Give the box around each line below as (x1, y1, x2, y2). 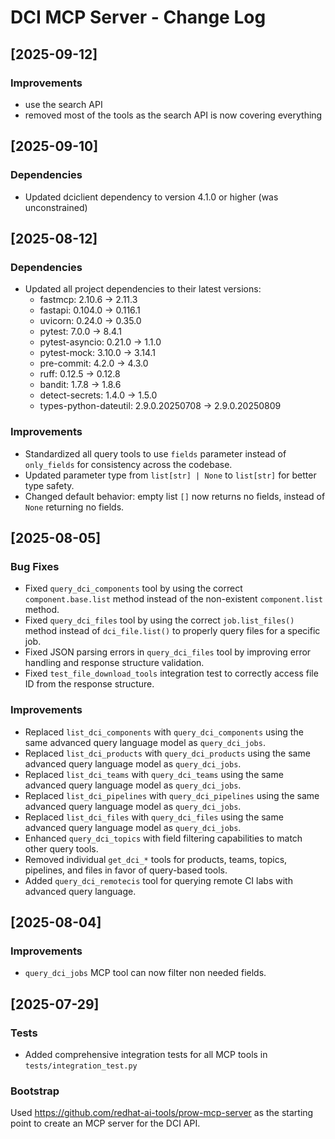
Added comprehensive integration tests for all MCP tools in (24, 1048, 268, 1060)
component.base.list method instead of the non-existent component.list (24, 593, 323, 605)
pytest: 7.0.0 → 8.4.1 (39, 326, 123, 338)
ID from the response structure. (24, 678, 155, 690)
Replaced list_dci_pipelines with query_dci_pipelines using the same (24, 789, 320, 801)
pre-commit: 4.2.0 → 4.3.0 (39, 357, 149, 370)
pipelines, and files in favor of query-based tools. (24, 864, 228, 876)
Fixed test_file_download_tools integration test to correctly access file (24, 667, 319, 680)
